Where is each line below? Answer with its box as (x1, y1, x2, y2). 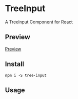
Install (5, 60, 24, 68)
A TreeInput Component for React (5, 19, 73, 25)
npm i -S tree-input (5, 73, 47, 78)
